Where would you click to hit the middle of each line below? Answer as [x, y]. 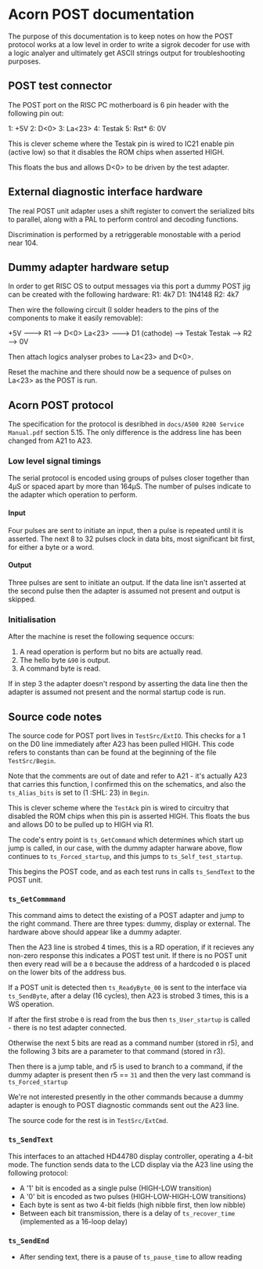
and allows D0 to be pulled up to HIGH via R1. [81, 825]
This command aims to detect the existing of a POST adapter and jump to [126, 916]
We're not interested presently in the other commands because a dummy [126, 1097]
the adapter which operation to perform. [73, 495]
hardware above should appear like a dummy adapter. [95, 932]
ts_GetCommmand [37, 899]
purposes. [25, 61]
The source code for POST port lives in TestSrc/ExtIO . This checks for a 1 [127, 735]
